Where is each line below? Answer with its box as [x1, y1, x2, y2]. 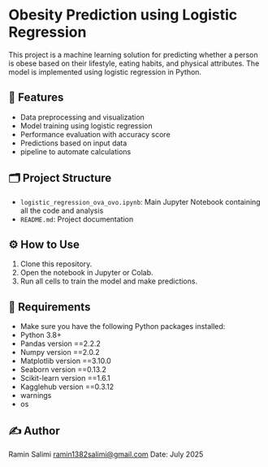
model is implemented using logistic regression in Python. [8, 67, 201, 76]
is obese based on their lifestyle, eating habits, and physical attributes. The [8, 58, 260, 68]
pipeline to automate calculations [19, 146, 132, 156]
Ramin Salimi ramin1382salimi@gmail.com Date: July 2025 [8, 449, 204, 459]
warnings [19, 391, 52, 400]
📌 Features [8, 91, 64, 105]
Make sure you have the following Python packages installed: [19, 322, 226, 331]
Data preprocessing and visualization [19, 112, 145, 122]
